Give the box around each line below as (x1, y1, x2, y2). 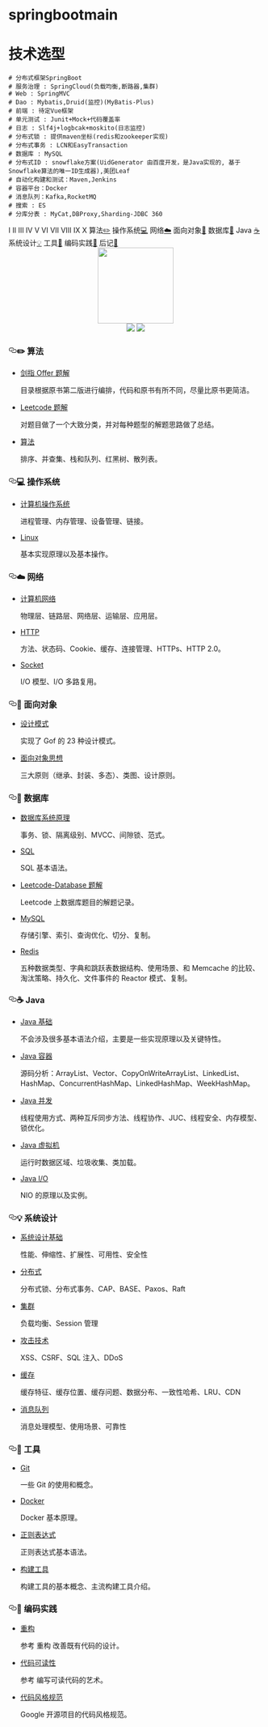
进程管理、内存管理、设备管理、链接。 (19, 516, 148, 525)
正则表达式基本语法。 (19, 1546, 91, 1556)
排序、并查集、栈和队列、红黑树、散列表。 (19, 454, 162, 464)
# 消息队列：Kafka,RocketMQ (8, 193, 97, 202)
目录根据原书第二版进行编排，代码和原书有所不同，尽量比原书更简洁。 (19, 385, 254, 395)
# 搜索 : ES (8, 202, 46, 210)
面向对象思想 (19, 753, 63, 763)
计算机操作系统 (19, 499, 70, 508)
